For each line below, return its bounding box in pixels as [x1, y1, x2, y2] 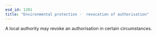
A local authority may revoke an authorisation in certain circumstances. [5, 25, 152, 31]
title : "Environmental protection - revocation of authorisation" [5, 12, 149, 17]
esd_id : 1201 [5, 7, 33, 12]
